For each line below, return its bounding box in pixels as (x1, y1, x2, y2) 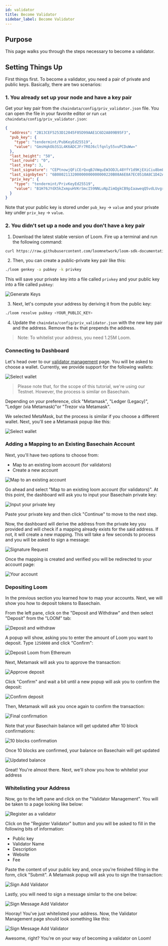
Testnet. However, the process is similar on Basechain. (17, 388, 130, 394)
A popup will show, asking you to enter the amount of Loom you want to (5, 634, 153, 640)
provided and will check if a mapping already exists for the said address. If (5, 526, 158, 532)
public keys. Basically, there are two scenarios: (5, 81, 102, 87)
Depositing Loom (5, 583, 47, 590)
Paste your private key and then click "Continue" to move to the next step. (5, 511, 158, 517)
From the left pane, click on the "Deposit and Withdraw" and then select (5, 610, 153, 616)
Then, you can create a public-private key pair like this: (12, 257, 126, 263)
